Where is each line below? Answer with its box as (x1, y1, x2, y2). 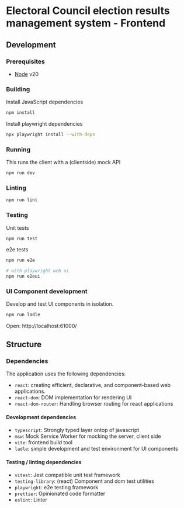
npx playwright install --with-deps (6, 132, 95, 138)
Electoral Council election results (6, 4, 171, 18)
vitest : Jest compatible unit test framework (14, 472, 121, 479)
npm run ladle (6, 312, 41, 318)
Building (6, 85, 30, 93)
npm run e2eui (6, 274, 41, 279)
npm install (6, 110, 35, 116)
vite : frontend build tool (14, 439, 73, 446)
